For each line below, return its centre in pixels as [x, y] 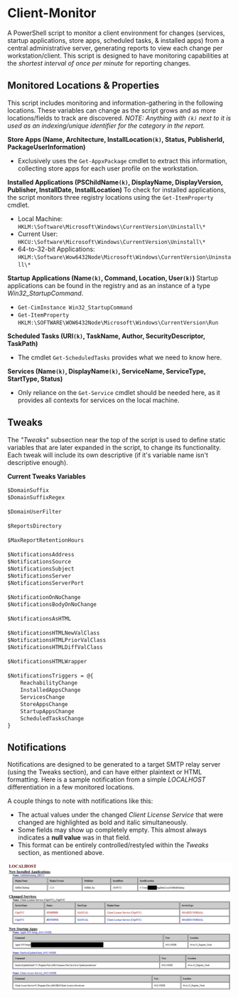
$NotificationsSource [39, 561]
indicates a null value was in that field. [74, 838]
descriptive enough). [38, 462]
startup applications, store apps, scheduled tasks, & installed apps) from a [116, 40]
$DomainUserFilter [34, 511]
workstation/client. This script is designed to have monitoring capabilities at [118, 56]
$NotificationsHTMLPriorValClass [57, 640]
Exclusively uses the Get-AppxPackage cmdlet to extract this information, [122, 160]
